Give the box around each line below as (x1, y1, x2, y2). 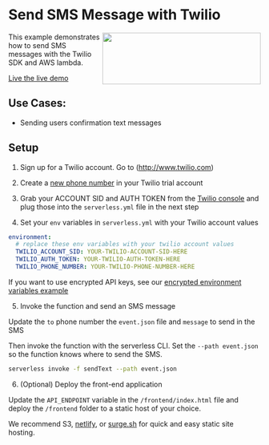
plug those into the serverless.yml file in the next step (19, 202, 199, 212)
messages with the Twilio (8, 49, 92, 59)
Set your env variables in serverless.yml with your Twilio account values (19, 217, 259, 227)
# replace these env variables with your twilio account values (15, 241, 235, 249)
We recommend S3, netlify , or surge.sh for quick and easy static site (8, 419, 234, 428)
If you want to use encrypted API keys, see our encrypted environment (8, 277, 242, 286)
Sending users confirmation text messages (19, 118, 162, 127)
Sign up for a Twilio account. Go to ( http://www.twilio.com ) (19, 162, 215, 172)
